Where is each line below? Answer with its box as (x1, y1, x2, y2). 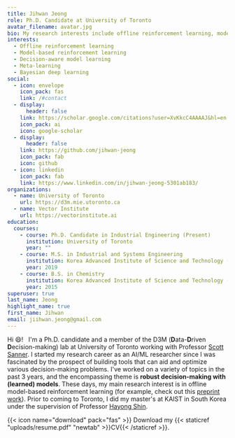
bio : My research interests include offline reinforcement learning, (7, 29, 215, 37)
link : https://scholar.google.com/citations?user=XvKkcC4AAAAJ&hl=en (20, 114, 227, 121)
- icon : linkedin (13, 166, 64, 174)
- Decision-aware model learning (13, 56, 111, 63)
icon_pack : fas (20, 88, 64, 95)
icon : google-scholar (20, 127, 83, 134)
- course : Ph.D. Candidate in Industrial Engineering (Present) (20, 232, 211, 239)
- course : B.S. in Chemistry (20, 270, 105, 277)
